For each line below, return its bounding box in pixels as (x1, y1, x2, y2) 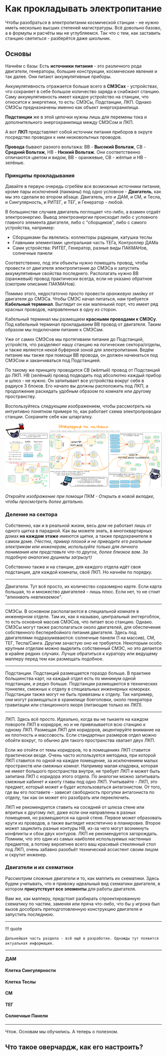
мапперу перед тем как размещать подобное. (5, 656, 104, 662)
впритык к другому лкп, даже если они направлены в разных (5, 809, 136, 815)
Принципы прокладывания (5, 172, 75, 179)
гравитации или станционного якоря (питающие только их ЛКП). (5, 702, 143, 708)
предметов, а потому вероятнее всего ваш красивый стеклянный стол (5, 841, 156, 847)
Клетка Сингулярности (5, 967, 56, 973)
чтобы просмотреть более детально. (5, 498, 84, 505)
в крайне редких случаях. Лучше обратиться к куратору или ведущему (5, 650, 158, 657)
